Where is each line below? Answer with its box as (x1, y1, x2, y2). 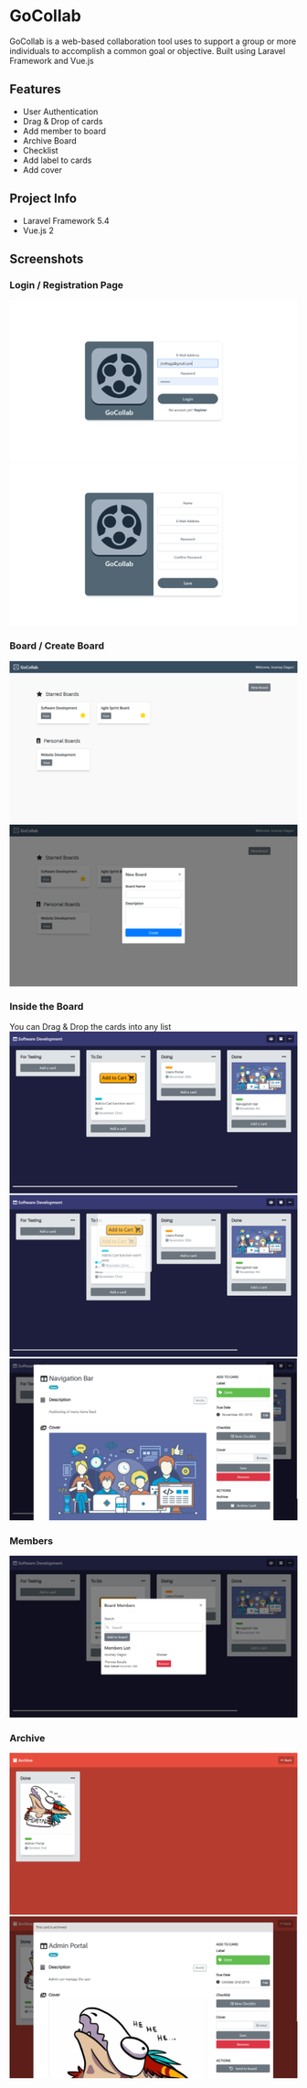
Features (9, 81, 61, 97)
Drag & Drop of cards (22, 115, 103, 126)
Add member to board (22, 125, 107, 136)
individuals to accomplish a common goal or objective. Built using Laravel (9, 45, 286, 56)
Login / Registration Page (9, 278, 123, 291)
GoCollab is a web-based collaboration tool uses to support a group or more (9, 36, 297, 47)
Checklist (22, 145, 58, 155)
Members (9, 1534, 53, 1547)
